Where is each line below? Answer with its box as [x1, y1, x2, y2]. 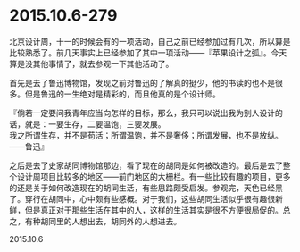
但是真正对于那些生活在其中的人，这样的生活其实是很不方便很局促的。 [24, 205, 283, 215]
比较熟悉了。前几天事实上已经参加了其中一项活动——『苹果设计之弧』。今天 [9, 46, 287, 58]
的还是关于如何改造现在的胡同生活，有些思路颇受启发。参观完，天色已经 [9, 182, 275, 193]
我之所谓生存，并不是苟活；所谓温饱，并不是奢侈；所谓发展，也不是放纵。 [9, 130, 283, 140]
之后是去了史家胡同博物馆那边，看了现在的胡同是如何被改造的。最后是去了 [9, 160, 283, 171]
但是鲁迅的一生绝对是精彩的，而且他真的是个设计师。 [24, 88, 221, 99]
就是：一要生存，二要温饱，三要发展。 [24, 118, 166, 130]
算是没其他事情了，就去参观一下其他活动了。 [9, 58, 174, 69]
